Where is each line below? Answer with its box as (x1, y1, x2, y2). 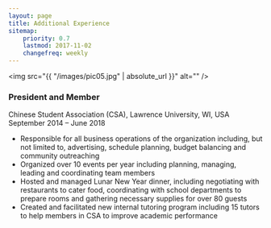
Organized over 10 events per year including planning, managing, (19, 160, 236, 169)
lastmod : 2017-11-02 (23, 42, 92, 50)
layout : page (8, 11, 52, 20)
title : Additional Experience (8, 19, 110, 27)
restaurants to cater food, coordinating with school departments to (19, 185, 242, 195)
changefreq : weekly (23, 49, 89, 57)
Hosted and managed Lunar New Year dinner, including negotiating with (19, 176, 260, 186)
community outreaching (19, 151, 100, 161)
